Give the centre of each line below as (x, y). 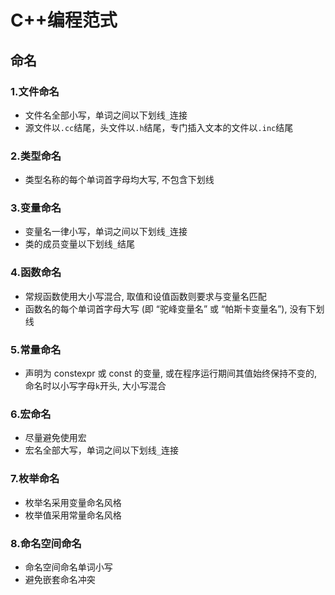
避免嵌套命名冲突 (60, 579)
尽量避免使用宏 (55, 438)
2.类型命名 (36, 156)
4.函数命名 (36, 273)
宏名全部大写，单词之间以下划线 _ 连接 (101, 450)
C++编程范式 (64, 20)
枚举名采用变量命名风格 (73, 502)
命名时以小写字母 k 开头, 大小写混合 (95, 386)
